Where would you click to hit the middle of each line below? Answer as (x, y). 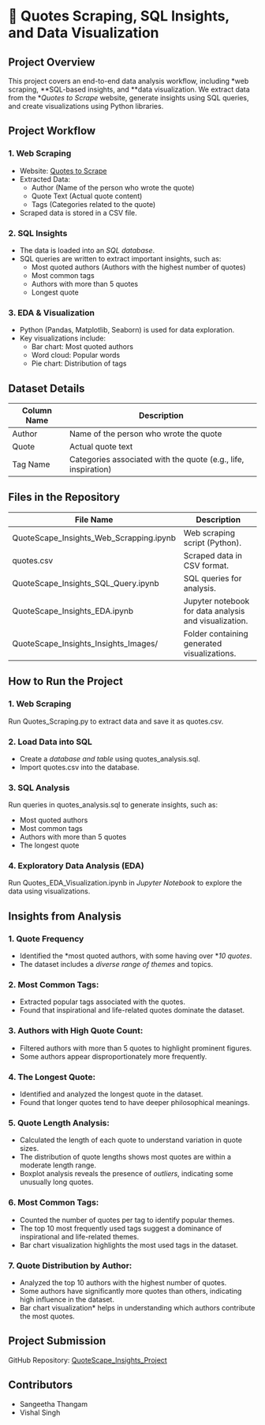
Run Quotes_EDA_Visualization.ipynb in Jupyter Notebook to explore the (125, 883)
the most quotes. (47, 1316)
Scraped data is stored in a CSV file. (78, 212)
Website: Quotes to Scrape (63, 171)
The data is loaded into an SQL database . (87, 250)
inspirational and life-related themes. (79, 1236)
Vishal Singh (40, 1412)
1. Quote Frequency (46, 938)
